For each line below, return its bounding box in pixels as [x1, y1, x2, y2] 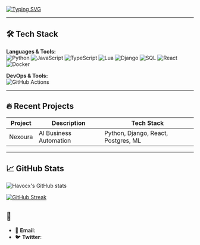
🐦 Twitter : [14, 234, 42, 241]
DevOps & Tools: [6, 72, 48, 79]
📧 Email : [14, 227, 36, 234]
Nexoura [9, 133, 33, 141]
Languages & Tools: [6, 48, 57, 55]
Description [51, 119, 86, 127]
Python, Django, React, [104, 128, 168, 137]
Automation [38, 136, 71, 145]
